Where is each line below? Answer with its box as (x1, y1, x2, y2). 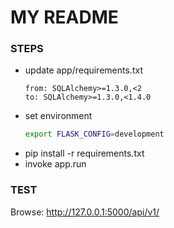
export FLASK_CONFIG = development (24, 129, 165, 140)
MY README (10, 6, 119, 29)
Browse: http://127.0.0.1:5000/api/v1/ (10, 206, 160, 218)
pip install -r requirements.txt (24, 147, 145, 160)
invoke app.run (24, 158, 87, 170)
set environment (24, 110, 93, 122)
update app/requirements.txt (24, 64, 143, 76)
